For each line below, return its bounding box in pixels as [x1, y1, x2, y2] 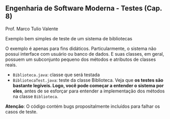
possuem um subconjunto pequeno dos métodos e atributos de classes [5, 56, 156, 62]
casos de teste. [5, 108, 38, 114]
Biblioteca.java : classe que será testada [12, 72, 100, 78]
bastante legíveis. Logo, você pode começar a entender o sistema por [12, 82, 164, 88]
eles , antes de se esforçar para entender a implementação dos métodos [12, 88, 165, 94]
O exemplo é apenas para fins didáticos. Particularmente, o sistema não [5, 45, 157, 52]
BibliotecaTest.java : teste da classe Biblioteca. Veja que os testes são [12, 77, 163, 83]
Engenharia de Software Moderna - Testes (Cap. [5, 4, 162, 13]
